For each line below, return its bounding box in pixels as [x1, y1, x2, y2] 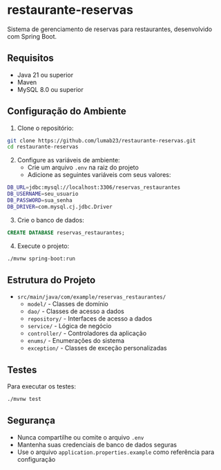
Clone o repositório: [17, 124, 74, 132]
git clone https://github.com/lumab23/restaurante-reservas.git [7, 137, 196, 144]
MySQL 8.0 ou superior [17, 85, 84, 93]
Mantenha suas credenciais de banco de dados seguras [17, 440, 177, 449]
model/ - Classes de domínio [27, 300, 108, 308]
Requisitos [7, 53, 54, 64]
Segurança [7, 415, 55, 426]
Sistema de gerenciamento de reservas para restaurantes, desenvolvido [7, 25, 213, 33]
